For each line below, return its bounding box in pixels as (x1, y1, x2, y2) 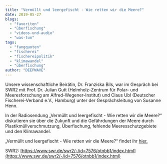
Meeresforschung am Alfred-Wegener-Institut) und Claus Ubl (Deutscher (5, 92, 155, 98)
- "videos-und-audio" (9, 30, 55, 35)
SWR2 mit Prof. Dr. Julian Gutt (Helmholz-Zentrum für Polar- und (5, 87, 138, 92)
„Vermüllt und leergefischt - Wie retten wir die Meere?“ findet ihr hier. (5, 138, 148, 144)
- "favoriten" (9, 21, 39, 26)
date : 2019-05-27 (5, 12, 41, 17)
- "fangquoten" (9, 44, 41, 49)
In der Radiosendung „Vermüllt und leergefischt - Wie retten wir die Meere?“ (5, 112, 162, 118)
